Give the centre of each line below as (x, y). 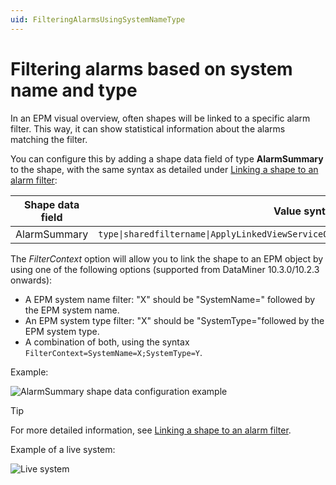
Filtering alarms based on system (151, 68)
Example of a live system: (63, 449)
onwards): (31, 280)
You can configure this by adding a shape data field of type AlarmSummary (167, 158)
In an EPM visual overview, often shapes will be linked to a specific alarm (160, 118)
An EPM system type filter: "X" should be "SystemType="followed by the (174, 320)
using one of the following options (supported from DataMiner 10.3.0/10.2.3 (165, 269)
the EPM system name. (72, 310)
